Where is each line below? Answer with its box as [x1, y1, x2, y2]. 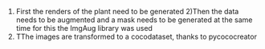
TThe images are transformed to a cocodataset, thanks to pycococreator [15, 32, 257, 41]
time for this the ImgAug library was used [15, 24, 153, 32]
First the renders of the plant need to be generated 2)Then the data [15, 7, 239, 16]
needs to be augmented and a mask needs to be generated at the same [15, 15, 253, 24]
